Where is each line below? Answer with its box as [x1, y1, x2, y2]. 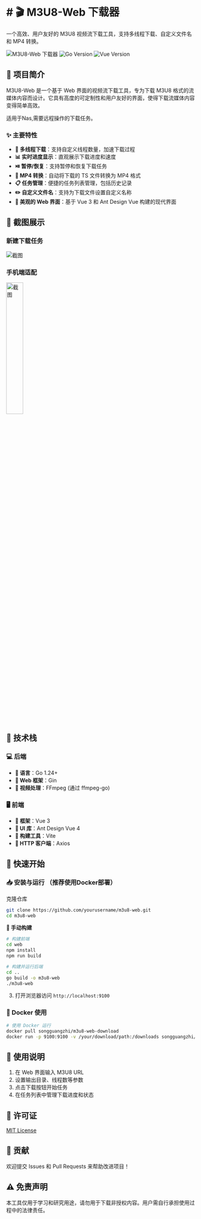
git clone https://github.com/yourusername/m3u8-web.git [6, 907, 151, 913]
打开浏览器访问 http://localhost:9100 [14, 992, 110, 999]
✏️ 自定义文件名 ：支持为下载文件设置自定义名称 [14, 189, 132, 196]
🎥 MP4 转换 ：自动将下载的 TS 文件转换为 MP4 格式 [14, 172, 141, 179]
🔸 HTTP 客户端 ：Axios [14, 840, 71, 847]
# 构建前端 [6, 936, 30, 942]
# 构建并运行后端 [6, 964, 43, 970]
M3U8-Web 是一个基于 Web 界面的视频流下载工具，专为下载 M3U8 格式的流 [6, 86, 194, 94]
